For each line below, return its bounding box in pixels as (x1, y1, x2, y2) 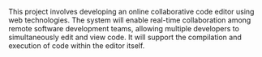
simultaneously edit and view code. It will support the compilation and (8, 32, 242, 42)
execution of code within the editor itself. (8, 41, 145, 51)
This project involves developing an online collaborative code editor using (8, 7, 255, 16)
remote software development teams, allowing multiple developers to (8, 24, 239, 33)
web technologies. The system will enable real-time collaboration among (8, 15, 251, 25)
